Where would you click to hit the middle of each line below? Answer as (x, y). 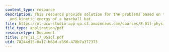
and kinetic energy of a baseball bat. (52, 19)
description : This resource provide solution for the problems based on (83, 14)
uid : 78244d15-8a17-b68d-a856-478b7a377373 (52, 42)
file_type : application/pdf (35, 28)
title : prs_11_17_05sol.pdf (35, 38)
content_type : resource (30, 10)
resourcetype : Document (30, 33)
